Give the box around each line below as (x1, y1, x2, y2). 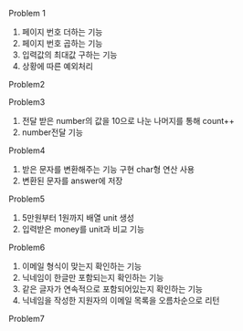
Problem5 (8, 193, 46, 204)
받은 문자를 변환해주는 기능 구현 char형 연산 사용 (21, 164, 195, 174)
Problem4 (8, 145, 46, 156)
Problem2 (8, 79, 46, 89)
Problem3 (8, 97, 46, 108)
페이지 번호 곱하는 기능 (21, 38, 103, 48)
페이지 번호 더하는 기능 (21, 26, 103, 37)
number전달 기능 (21, 127, 84, 138)
